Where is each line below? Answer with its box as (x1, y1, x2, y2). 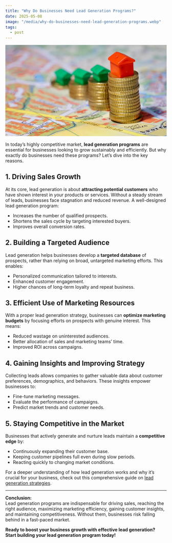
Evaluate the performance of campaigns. (12, 399, 99, 405)
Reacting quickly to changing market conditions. (12, 459, 115, 465)
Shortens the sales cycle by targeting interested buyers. (12, 218, 131, 224)
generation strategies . (5, 480, 52, 486)
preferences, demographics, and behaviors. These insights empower (5, 378, 151, 384)
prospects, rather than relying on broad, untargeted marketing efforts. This (5, 257, 163, 264)
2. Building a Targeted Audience (5, 238, 110, 247)
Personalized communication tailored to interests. (12, 273, 118, 279)
